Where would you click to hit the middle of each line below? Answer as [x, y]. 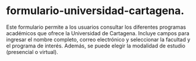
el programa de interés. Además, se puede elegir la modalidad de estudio [96, 46]
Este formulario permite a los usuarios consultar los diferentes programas [96, 27]
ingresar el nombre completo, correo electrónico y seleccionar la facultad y [98, 39]
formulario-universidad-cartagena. [95, 11]
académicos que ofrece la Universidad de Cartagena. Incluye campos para [98, 33]
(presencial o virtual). [32, 52]
